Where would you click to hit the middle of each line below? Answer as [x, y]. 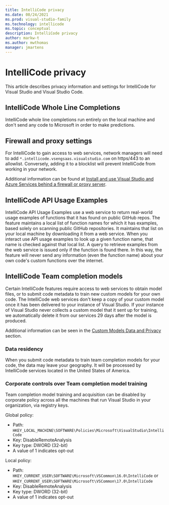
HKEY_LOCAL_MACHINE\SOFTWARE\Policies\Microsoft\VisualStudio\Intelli [88, 431]
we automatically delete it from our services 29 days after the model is [78, 315]
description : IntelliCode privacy [42, 33]
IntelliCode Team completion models [64, 276]
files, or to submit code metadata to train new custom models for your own [83, 294]
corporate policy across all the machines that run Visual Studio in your [78, 400]
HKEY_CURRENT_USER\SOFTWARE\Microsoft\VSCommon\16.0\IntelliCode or [86, 476]
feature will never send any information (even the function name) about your [84, 255]
